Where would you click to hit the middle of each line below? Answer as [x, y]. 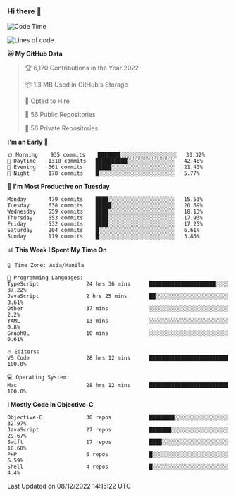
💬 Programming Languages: [45, 278]
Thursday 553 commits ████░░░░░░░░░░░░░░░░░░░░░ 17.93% [105, 218]
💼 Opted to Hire [47, 101]
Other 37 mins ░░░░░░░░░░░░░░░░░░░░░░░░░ [118, 309]
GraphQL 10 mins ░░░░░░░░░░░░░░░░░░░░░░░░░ [118, 333]
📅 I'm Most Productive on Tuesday [59, 187]
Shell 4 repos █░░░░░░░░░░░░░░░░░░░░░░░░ [118, 467]
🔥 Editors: [24, 352]
